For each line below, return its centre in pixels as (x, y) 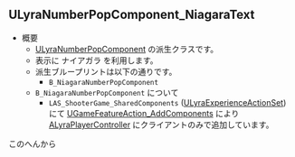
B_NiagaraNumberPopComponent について (107, 92)
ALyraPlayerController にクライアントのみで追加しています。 (161, 125)
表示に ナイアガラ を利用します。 (97, 60)
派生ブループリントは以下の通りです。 (106, 71)
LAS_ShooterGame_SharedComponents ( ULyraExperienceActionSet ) (167, 102)
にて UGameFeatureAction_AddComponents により (144, 113)
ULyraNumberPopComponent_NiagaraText (132, 15)
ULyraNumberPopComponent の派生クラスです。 (127, 49)
